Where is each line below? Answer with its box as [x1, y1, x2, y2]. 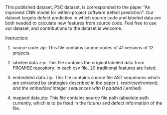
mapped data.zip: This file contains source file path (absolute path [12, 95, 149, 101]
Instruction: [5, 35, 29, 41]
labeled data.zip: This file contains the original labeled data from [12, 60, 145, 65]
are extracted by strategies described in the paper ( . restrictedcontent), [12, 80, 160, 86]
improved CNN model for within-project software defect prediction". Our [5, 9, 154, 15]
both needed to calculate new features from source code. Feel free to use [5, 20, 157, 26]
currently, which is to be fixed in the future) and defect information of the [12, 100, 163, 106]
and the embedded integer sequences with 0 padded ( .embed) [12, 85, 142, 91]
